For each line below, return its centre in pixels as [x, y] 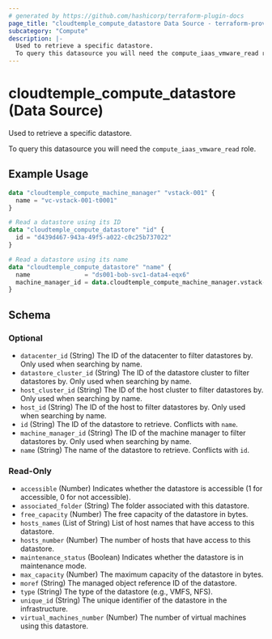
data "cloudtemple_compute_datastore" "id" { [86, 230]
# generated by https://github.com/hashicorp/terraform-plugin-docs [126, 16]
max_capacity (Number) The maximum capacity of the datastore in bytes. [142, 574]
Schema [30, 315]
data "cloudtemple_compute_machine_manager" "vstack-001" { [112, 193]
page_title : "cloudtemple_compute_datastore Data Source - [110, 23]
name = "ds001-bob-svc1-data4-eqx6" [103, 275]
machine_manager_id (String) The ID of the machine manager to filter [133, 433]
